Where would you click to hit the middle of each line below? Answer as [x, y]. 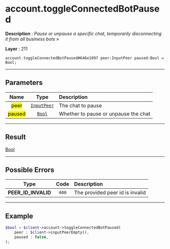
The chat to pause [80, 105]
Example [19, 216]
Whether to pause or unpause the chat [105, 113]
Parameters [24, 83]
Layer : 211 [16, 49]
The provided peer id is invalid [110, 193]
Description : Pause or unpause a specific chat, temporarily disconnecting [83, 33]
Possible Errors [30, 170]
